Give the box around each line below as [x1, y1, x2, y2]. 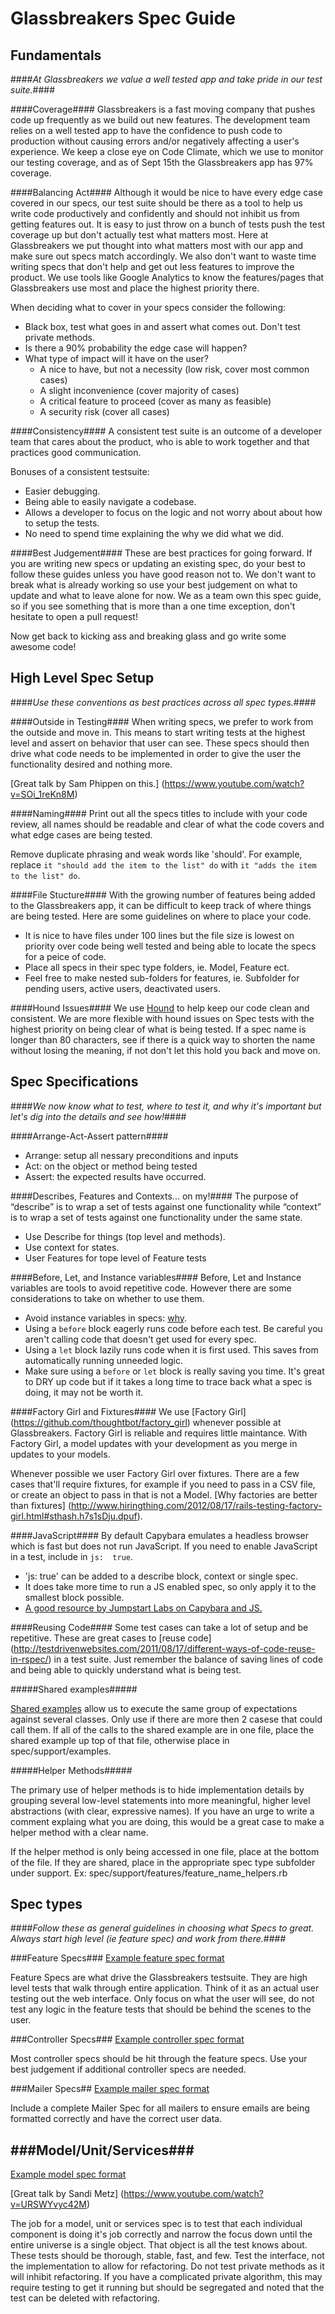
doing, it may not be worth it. [24, 1386, 144, 1398]
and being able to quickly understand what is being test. [10, 1663, 242, 1676]
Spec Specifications [10, 1073, 139, 1091]
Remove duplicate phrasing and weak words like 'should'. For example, [10, 848, 303, 860]
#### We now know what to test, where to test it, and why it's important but [10, 1100, 322, 1112]
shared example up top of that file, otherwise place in [10, 1734, 230, 1746]
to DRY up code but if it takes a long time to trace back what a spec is [24, 1375, 313, 1387]
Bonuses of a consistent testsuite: [10, 466, 150, 477]
